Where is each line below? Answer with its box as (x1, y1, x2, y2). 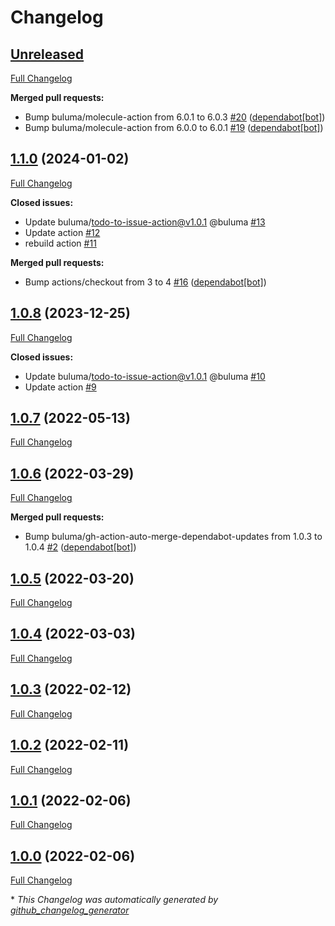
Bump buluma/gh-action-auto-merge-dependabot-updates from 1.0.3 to (24, 531, 323, 543)
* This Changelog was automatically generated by (10, 894, 219, 906)
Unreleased (10, 46, 85, 63)
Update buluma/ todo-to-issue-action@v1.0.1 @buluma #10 (24, 370, 266, 382)
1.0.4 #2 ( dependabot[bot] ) (24, 541, 137, 553)
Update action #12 (24, 226, 101, 238)
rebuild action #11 (24, 237, 97, 249)
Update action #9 (24, 381, 97, 393)
